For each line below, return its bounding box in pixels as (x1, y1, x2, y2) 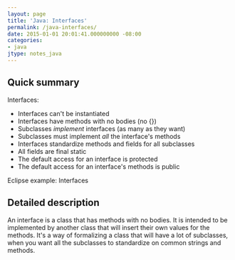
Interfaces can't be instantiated (17, 109, 110, 118)
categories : (7, 37, 43, 44)
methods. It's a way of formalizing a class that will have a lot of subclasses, (7, 231, 229, 239)
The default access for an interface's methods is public (17, 162, 180, 171)
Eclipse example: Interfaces (7, 176, 89, 184)
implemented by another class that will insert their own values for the (7, 223, 210, 232)
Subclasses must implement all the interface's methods (17, 132, 181, 140)
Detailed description (7, 197, 100, 209)
